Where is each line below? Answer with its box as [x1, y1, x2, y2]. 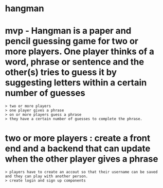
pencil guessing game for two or [5, 36, 139, 47]
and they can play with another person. [5, 174, 89, 179]
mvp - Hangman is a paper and [5, 25, 131, 37]
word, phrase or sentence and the [5, 57, 145, 67]
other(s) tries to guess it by [5, 67, 117, 78]
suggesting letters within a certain [5, 77, 147, 88]
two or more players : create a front [5, 133, 151, 144]
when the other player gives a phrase [5, 153, 158, 165]
